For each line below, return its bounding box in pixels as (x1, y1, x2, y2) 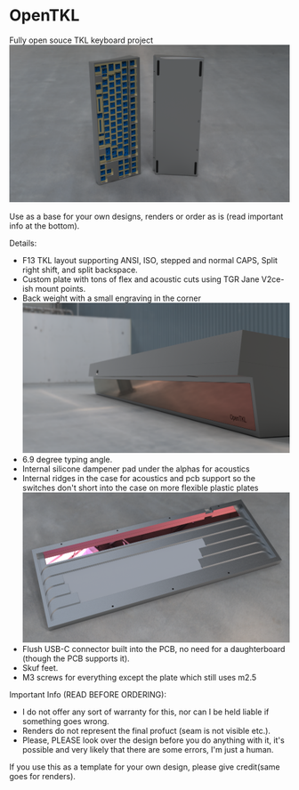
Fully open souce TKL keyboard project (9, 35, 154, 45)
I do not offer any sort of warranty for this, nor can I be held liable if (21, 706, 270, 717)
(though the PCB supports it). (21, 653, 131, 664)
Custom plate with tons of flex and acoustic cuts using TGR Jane (21, 274, 260, 285)
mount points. (35, 284, 86, 294)
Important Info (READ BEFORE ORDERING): (9, 689, 167, 699)
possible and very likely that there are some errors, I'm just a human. (21, 744, 274, 754)
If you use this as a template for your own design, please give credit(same (9, 762, 280, 772)
